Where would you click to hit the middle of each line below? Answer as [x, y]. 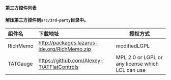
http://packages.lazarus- [68, 43]
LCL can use [131, 70]
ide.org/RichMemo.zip [65, 49]
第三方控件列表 [21, 8]
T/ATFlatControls [59, 67]
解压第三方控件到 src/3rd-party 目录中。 [47, 20]
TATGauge [20, 64]
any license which [137, 64]
